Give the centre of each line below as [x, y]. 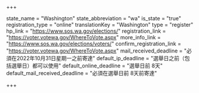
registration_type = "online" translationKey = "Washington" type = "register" [100, 25]
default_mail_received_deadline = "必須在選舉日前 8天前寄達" [82, 73]
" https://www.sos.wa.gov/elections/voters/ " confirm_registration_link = [94, 44]
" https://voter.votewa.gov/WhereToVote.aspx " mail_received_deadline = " [97, 51]
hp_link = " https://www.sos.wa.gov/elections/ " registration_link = [86, 31]
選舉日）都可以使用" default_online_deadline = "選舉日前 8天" [87, 66]
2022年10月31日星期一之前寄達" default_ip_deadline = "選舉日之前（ [101, 58]
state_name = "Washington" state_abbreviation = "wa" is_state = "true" [94, 18]
